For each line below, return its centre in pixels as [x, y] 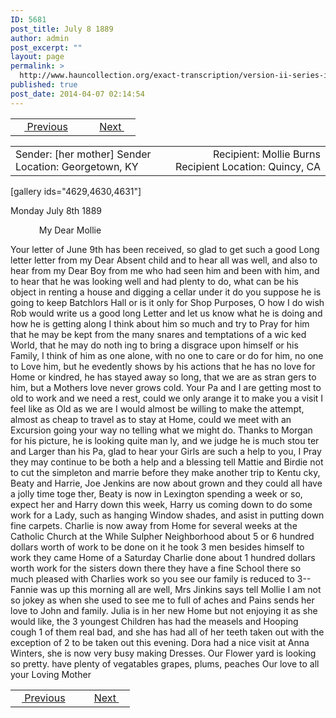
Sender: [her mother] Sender [83, 154]
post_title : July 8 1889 [62, 29]
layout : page [37, 57]
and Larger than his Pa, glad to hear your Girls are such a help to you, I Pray [166, 451]
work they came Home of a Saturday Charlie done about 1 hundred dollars [163, 557]
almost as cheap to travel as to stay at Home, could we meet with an [151, 419]
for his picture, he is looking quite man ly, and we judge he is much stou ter [165, 440]
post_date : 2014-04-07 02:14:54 [77, 94]
